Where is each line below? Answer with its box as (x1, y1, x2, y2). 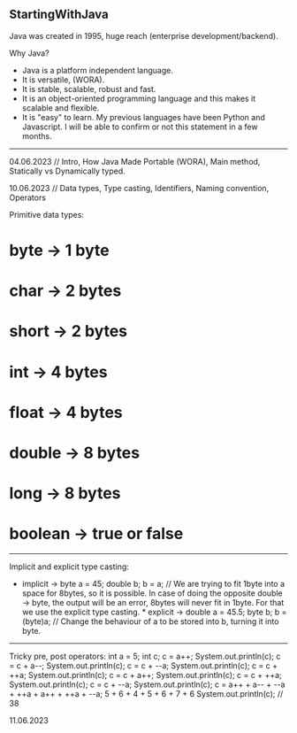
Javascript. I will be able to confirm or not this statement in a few (21, 121, 258, 132)
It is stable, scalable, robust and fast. (21, 83, 156, 94)
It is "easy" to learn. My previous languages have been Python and (21, 112, 265, 122)
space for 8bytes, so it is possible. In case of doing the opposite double (21, 588, 283, 598)
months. (21, 130, 53, 141)
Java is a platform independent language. (21, 65, 174, 75)
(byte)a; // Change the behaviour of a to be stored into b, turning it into (21, 616, 279, 627)
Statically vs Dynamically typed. (9, 166, 126, 176)
